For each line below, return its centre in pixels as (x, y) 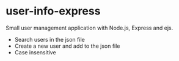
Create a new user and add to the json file (67, 46)
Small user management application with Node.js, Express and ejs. (89, 28)
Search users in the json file (49, 39)
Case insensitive (35, 52)
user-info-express (53, 11)
